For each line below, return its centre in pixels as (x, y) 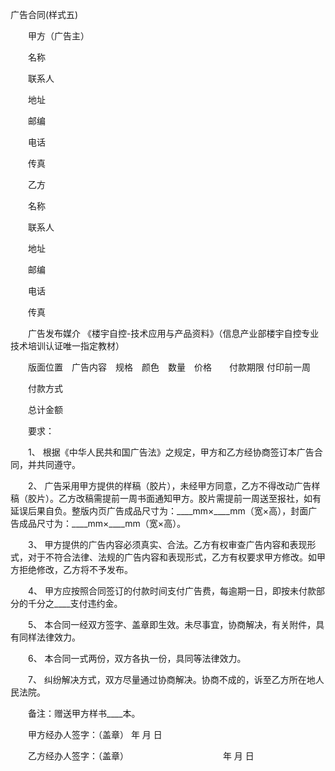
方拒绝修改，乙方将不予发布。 (71, 569)
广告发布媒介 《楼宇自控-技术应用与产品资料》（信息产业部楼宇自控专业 (173, 333)
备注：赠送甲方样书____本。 (82, 713)
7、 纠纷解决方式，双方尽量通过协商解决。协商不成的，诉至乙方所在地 (171, 679)
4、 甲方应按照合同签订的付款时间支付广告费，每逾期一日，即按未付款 (172, 591)
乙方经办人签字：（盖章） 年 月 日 (141, 756)
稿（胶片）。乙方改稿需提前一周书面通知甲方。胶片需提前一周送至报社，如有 (166, 498)
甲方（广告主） (58, 36)
